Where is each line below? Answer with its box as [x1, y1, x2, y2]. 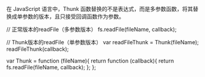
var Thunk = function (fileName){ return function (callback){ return [6, 57, 174, 64]
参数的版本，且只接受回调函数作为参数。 [22, 13, 124, 20]
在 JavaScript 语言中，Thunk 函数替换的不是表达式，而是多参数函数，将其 [6, 5, 193, 12]
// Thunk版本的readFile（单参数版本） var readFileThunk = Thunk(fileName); [6, 39, 199, 45]
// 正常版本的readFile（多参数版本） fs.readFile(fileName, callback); [6, 26, 177, 33]
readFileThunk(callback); [6, 45, 69, 53]
